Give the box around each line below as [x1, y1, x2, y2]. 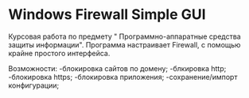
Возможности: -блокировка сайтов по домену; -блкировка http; [8, 63, 227, 73]
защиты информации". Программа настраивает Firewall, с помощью [8, 40, 241, 49]
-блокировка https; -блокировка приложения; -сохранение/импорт [8, 72, 238, 81]
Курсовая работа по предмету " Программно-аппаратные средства [8, 32, 241, 41]
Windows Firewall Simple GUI [8, 6, 206, 24]
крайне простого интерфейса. [8, 48, 111, 58]
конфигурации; [8, 81, 60, 90]
